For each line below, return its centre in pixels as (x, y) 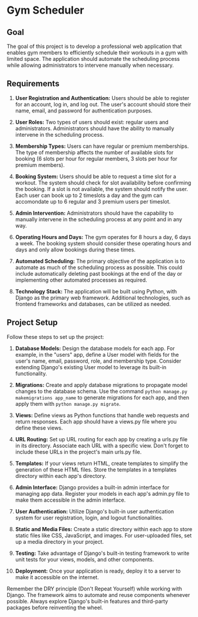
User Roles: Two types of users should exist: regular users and (92, 122)
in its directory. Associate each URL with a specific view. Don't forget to (102, 445)
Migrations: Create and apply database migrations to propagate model (101, 385)
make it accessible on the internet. (57, 577)
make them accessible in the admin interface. (70, 500)
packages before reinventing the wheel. (55, 608)
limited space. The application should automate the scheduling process (93, 59)
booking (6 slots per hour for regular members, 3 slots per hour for (96, 159)
